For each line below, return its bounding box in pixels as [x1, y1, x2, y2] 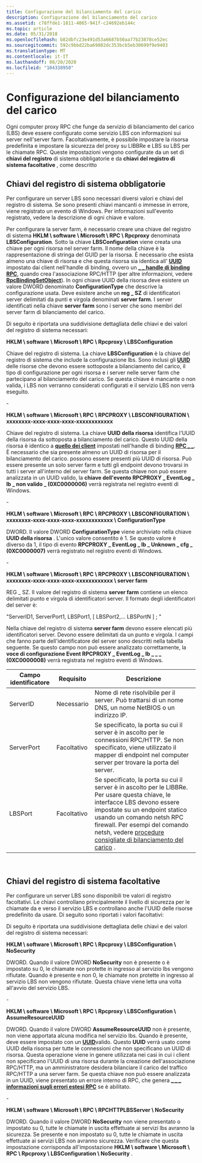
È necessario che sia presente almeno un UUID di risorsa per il [6, 449, 161, 456]
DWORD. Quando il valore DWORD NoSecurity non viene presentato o [6, 1118, 181, 1125]
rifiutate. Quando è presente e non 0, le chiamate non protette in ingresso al [6, 971, 194, 979]
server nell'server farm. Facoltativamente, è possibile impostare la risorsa [6, 136, 188, 143]
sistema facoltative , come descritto [6, 162, 97, 169]
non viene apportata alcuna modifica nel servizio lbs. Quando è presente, [6, 1031, 188, 1039]
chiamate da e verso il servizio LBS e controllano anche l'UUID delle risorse [6, 905, 193, 912]
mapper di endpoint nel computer [94, 751, 189, 759]
